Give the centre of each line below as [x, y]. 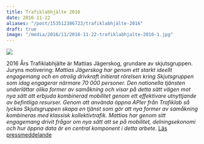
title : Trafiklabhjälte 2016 [43, 12]
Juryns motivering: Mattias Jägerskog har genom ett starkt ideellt [89, 70]
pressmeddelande [29, 135]
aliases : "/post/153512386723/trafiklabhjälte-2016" [75, 23]
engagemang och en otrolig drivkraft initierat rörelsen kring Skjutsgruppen [100, 76]
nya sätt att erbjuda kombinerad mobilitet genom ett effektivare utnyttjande [101, 96]
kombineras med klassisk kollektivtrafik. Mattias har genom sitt [86, 115]
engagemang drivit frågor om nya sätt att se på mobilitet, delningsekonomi [101, 122]
